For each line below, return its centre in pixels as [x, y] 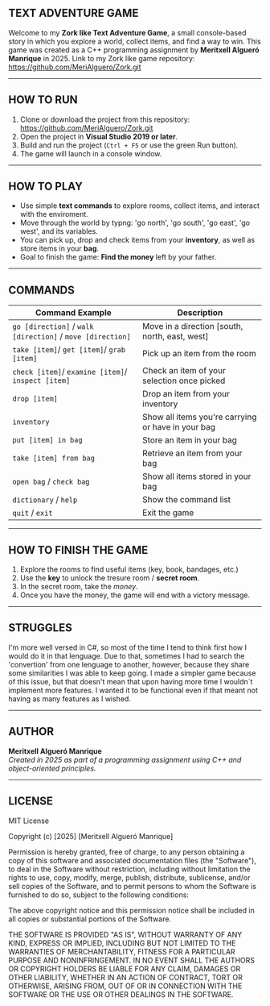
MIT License [29, 821]
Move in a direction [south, [192, 326]
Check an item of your [184, 371]
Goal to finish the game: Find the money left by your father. [118, 257]
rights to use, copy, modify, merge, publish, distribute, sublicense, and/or [129, 877]
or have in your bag [178, 427]
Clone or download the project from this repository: [105, 119]
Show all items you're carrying [199, 417]
